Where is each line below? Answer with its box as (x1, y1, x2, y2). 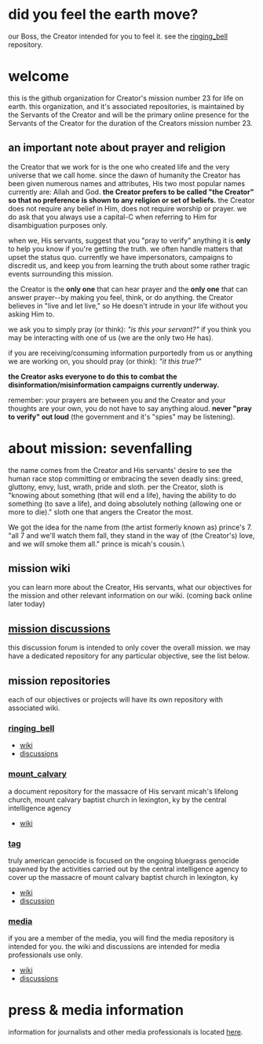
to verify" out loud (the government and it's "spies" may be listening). (8, 412, 236, 421)
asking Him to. (8, 309, 55, 319)
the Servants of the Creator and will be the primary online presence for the (8, 110, 250, 119)
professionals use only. (8, 951, 83, 960)
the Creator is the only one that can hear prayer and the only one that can (8, 284, 248, 294)
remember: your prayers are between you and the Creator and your (8, 395, 226, 405)
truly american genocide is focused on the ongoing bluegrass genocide (8, 855, 239, 865)
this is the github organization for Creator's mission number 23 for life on (8, 93, 244, 103)
